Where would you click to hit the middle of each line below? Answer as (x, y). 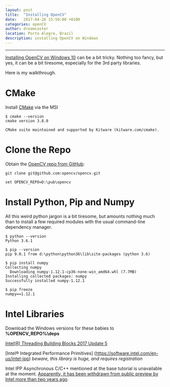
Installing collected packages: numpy (46, 276)
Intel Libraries (35, 314)
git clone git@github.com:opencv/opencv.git (53, 173)
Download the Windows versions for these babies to (60, 328)
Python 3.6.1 (19, 241)
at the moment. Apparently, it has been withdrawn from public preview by (82, 374)
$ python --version (26, 236)
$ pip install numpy (27, 263)
